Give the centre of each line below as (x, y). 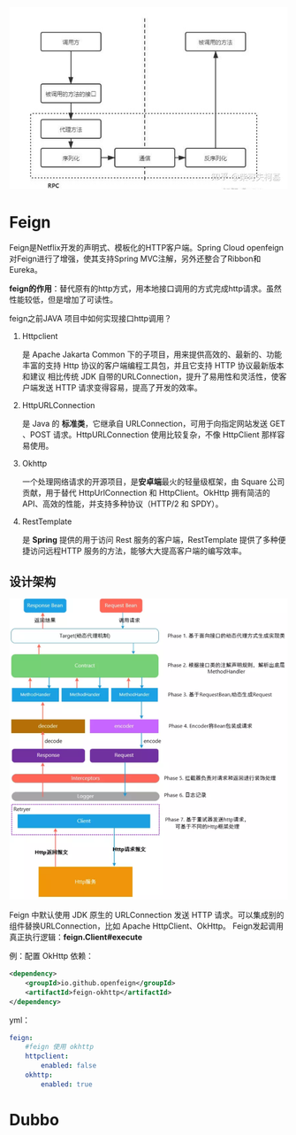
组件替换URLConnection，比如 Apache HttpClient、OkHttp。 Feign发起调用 (147, 926)
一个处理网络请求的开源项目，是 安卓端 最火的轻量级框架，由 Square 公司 (153, 482)
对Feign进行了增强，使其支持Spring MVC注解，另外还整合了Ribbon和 (135, 259)
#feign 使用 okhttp (60, 1047)
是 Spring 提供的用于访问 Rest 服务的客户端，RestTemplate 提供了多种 (150, 540)
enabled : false (69, 1066)
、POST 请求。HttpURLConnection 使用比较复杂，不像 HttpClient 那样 (149, 435)
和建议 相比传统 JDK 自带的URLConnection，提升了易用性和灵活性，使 (151, 377)
